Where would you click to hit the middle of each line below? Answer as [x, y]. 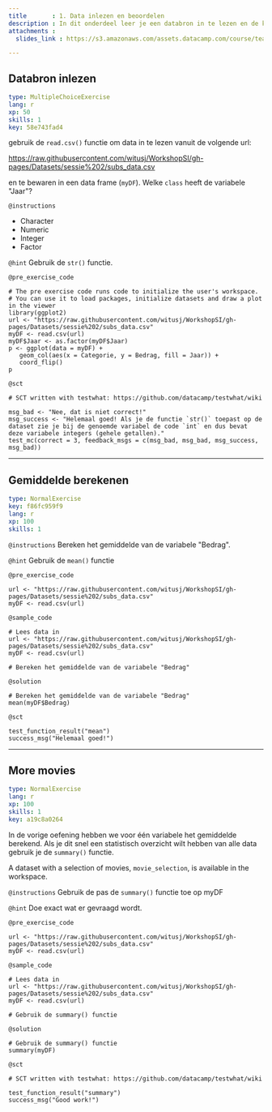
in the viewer [32, 306]
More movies [42, 771]
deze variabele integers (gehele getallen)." [86, 434]
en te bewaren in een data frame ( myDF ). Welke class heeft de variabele [127, 182]
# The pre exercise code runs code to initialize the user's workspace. [134, 292]
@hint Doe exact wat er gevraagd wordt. [75, 908]
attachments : [32, 31]
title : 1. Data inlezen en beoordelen [86, 16]
